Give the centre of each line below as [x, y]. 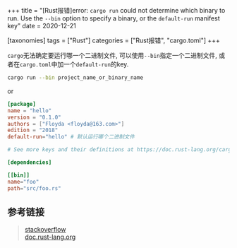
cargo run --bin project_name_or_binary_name [75, 78]
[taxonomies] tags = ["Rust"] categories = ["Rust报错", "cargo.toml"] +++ [114, 40]
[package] [22, 104]
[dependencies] [30, 163]
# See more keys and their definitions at [71, 150]
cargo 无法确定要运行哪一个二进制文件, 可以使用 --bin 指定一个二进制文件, [112, 55]
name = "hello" [30, 111]
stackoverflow [45, 230]
